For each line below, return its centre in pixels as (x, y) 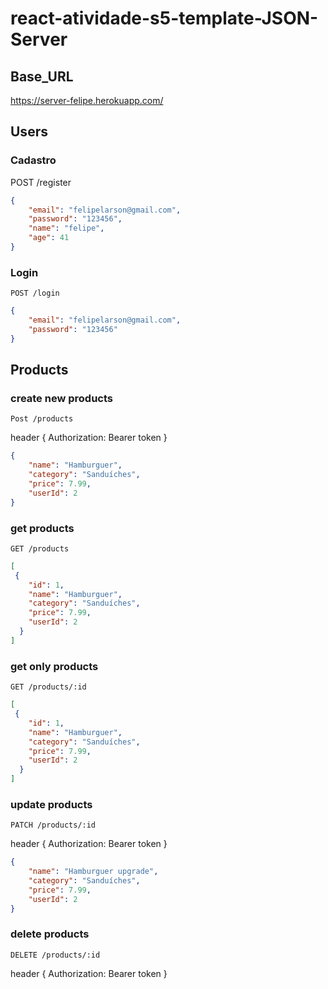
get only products (54, 666)
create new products (61, 399)
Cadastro (33, 160)
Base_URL (42, 76)
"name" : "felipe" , (66, 228)
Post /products (42, 419)
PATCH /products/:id (53, 825)
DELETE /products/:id (55, 955)
